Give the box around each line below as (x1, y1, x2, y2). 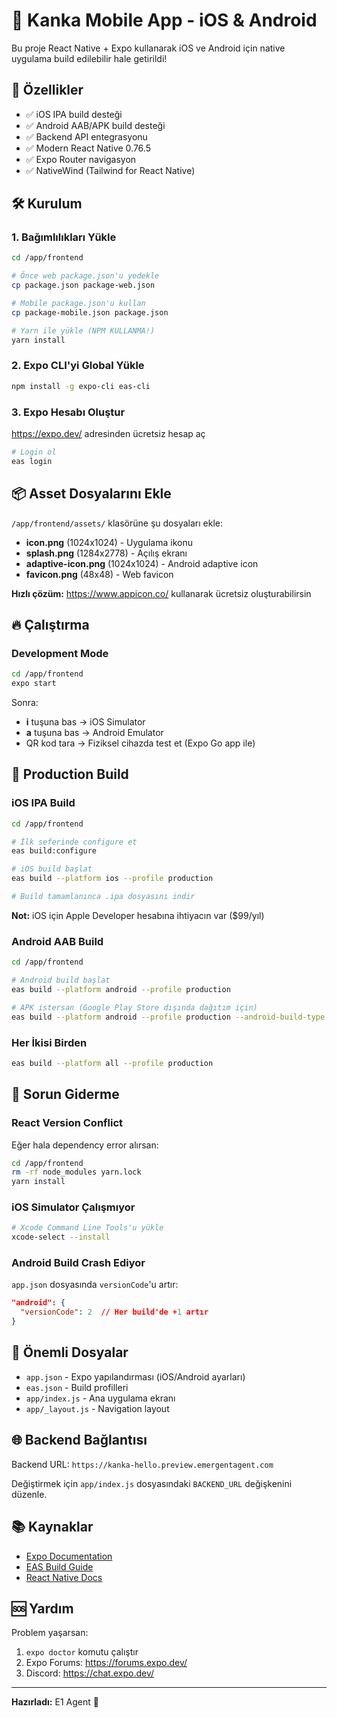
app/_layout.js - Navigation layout (25, 1402, 170, 1414)
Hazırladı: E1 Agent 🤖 (11, 1696, 99, 1708)
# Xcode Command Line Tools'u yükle (11, 1223, 164, 1233)
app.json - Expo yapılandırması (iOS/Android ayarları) (25, 1370, 246, 1383)
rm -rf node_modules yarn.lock (11, 1167, 142, 1178)
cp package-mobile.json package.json (11, 307, 169, 318)
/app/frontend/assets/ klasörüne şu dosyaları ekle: (11, 517, 223, 529)
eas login (11, 456, 53, 466)
